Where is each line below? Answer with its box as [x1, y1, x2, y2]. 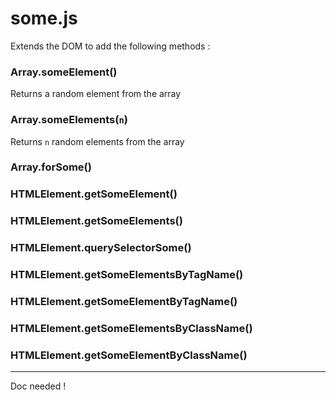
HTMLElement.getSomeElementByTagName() [10, 295, 238, 309]
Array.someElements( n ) [10, 113, 128, 127]
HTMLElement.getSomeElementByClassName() [10, 348, 248, 362]
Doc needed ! [10, 380, 67, 392]
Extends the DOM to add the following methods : [10, 40, 211, 52]
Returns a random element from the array [10, 88, 182, 100]
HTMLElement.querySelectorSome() [10, 241, 192, 255]
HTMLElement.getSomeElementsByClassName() [10, 321, 253, 335]
